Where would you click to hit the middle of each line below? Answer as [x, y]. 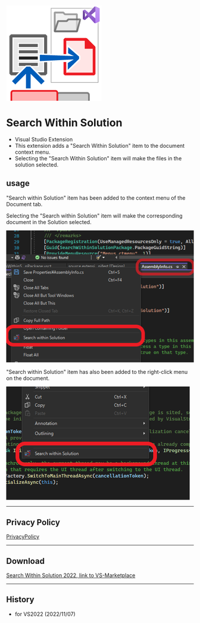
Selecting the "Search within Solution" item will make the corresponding [94, 216]
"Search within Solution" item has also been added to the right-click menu [97, 372]
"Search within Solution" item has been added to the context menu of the [96, 198]
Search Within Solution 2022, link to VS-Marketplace [71, 575]
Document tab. [24, 204]
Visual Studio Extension [44, 139]
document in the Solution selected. [49, 222]
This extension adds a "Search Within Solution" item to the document [100, 145]
